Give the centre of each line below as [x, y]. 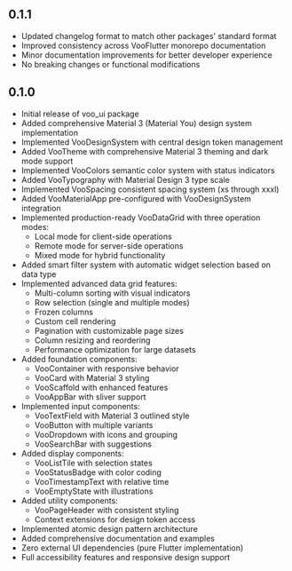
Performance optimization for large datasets [115, 349]
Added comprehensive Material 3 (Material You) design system [136, 123]
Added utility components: [70, 500]
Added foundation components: [79, 359]
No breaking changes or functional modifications [110, 64]
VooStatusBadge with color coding [98, 472]
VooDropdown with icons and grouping [106, 434]
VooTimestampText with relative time [102, 481]
